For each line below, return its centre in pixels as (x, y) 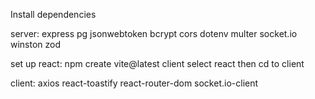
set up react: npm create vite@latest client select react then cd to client (157, 63)
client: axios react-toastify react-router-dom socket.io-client (134, 83)
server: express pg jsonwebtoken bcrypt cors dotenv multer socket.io (154, 33)
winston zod (36, 44)
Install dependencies (53, 14)
